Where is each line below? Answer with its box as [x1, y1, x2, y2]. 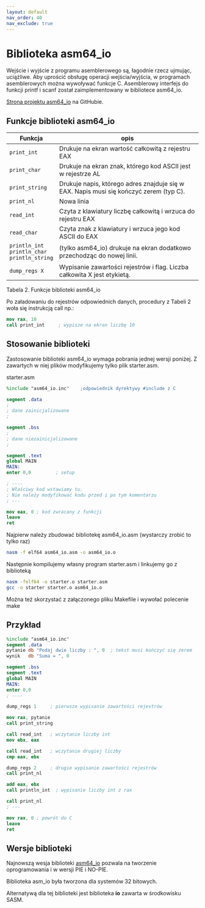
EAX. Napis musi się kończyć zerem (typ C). [59, 187, 185, 196]
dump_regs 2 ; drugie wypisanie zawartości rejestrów [6, 765, 157, 771]
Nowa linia [59, 197, 90, 205]
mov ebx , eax [6, 737, 40, 743]
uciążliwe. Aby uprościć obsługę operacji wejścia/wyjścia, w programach [6, 73, 190, 81]
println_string [9, 254, 54, 262]
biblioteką [6, 567, 31, 575]
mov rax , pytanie [6, 715, 51, 721]
